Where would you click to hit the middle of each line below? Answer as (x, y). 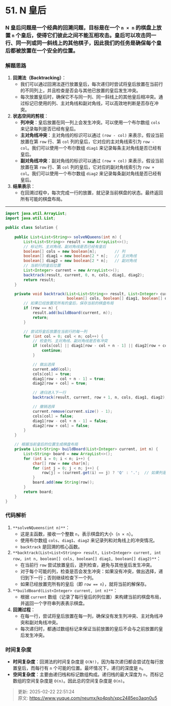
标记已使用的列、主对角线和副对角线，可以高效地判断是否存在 (89, 103)
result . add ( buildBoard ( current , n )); (73, 313)
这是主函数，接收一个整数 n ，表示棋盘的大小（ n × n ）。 (78, 534)
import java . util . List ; (31, 218)
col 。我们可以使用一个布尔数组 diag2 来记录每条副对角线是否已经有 (91, 174)
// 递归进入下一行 (49, 393)
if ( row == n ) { (41, 308)
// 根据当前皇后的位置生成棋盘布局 (46, 444)
